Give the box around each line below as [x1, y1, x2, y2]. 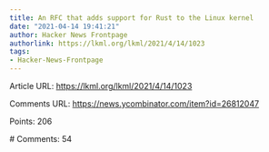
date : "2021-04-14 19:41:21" [9, 22, 120, 31]
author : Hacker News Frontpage [9, 30, 128, 39]
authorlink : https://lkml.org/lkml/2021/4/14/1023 [9, 38, 205, 48]
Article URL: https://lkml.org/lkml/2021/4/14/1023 [9, 81, 193, 91]
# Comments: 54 [9, 134, 73, 144]
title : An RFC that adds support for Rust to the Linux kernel [9, 13, 254, 23]
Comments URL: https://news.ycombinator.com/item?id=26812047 [9, 98, 260, 109]
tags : [9, 47, 30, 56]
